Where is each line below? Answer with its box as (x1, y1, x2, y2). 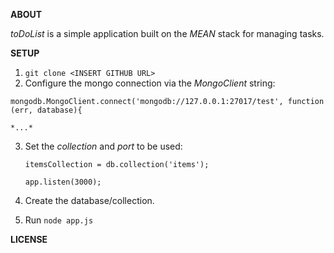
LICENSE (10, 234, 48, 245)
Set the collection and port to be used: (24, 140, 183, 152)
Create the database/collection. (24, 195, 155, 206)
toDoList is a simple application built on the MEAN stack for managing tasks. (10, 28, 325, 39)
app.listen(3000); (24, 177, 102, 187)
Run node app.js (24, 214, 94, 226)
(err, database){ (10, 105, 83, 115)
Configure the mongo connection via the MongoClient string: (24, 77, 276, 89)
